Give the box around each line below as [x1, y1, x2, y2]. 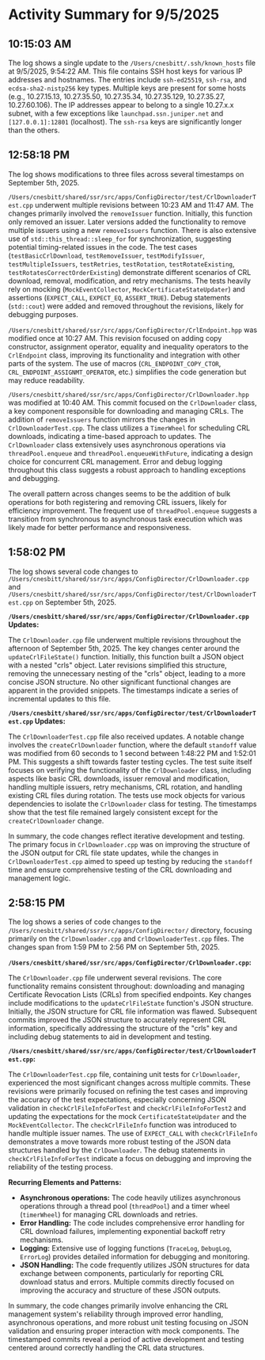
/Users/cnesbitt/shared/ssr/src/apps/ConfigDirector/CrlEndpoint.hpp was [8, 325, 258, 334]
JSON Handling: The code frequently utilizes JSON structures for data [19, 1260, 251, 1270]
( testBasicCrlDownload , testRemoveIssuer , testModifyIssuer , [8, 250, 206, 260]
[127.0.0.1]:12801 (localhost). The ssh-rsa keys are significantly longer [8, 117, 243, 126]
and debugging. [8, 473, 60, 483]
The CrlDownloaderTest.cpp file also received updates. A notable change [8, 732, 244, 741]
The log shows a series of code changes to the [8, 917, 161, 926]
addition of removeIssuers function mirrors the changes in [8, 414, 196, 424]
